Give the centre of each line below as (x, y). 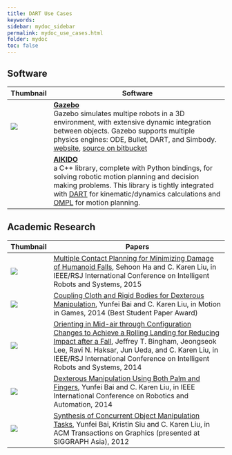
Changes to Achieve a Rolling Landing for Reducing (136, 333)
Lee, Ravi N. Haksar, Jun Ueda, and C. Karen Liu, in (136, 350)
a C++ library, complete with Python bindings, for (133, 168)
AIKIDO (66, 159)
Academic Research (51, 227)
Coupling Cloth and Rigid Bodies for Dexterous (129, 295)
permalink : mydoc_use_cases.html (55, 33)
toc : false (23, 46)
